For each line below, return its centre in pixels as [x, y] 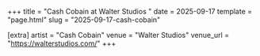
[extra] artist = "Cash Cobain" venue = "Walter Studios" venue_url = [119, 35]
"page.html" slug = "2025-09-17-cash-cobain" [84, 20]
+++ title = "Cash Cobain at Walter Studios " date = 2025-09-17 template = [130, 11]
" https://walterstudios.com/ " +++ [62, 43]
